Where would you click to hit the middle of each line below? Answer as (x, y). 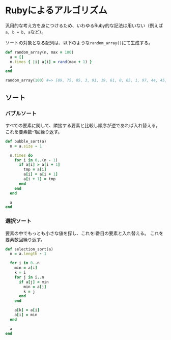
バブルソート (21, 114)
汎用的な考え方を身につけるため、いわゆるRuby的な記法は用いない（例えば (84, 25)
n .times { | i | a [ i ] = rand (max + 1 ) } (51, 62)
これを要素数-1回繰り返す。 (34, 132)
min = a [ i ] (26, 268)
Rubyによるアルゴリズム (56, 10)
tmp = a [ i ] (35, 169)
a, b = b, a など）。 (26, 32)
